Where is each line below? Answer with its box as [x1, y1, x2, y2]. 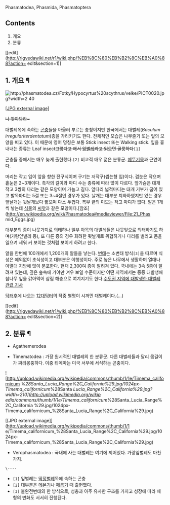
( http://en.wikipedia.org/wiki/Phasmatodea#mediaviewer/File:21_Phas [5, 210, 151, 217]
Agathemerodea [12, 343, 47, 349]
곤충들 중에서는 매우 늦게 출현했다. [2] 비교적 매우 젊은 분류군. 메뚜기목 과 [5, 156, 148, 162]
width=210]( [5, 391, 31, 398]
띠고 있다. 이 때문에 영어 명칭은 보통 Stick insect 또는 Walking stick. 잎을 [14, 139, 159, 145]
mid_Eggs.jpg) [5, 216, 35, 222]
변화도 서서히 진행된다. [22, 494, 67, 501]
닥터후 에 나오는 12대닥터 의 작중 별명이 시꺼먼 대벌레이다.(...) [5, 293, 124, 299]
